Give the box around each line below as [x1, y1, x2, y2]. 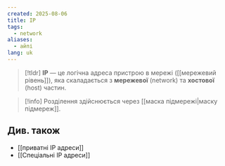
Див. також [7, 125, 60, 137]
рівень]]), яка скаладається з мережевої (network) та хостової [24, 76, 214, 84]
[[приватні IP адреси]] [17, 143, 84, 151]
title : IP [7, 17, 37, 24]
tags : [7, 23, 23, 30]
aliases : [7, 36, 33, 43]
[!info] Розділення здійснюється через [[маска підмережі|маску [24, 97, 218, 105]
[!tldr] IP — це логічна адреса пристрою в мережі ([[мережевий [24, 68, 217, 77]
